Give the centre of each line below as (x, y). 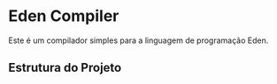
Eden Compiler (64, 16)
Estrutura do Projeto (65, 68)
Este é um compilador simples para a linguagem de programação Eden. (138, 40)
